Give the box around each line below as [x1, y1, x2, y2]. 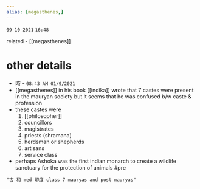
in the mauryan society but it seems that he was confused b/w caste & [15, 92, 192, 100]
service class [24, 151, 58, 158]
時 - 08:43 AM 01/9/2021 [15, 80, 75, 87]
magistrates [24, 125, 54, 132]
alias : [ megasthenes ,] [6, 9, 64, 15]
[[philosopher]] [24, 112, 63, 119]
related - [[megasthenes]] [6, 37, 71, 44]
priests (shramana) [24, 131, 72, 139]
